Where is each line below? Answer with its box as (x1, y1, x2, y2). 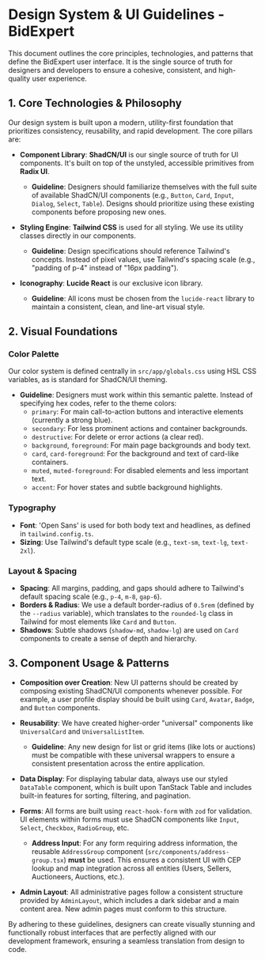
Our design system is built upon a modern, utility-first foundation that (8, 117, 233, 127)
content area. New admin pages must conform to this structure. (19, 904, 227, 913)
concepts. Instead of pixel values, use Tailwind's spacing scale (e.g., (31, 255, 256, 264)
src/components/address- (147, 848, 229, 856)
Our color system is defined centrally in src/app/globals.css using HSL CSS (8, 366, 257, 376)
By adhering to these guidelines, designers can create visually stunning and (8, 919, 256, 928)
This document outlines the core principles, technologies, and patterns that (8, 48, 253, 58)
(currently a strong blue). (31, 415, 113, 425)
